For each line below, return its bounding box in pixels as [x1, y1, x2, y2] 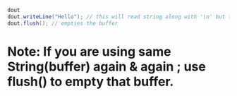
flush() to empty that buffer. [7, 73, 174, 90]
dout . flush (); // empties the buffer [7, 20, 119, 27]
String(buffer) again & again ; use [7, 59, 206, 74]
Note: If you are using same [7, 43, 171, 59]
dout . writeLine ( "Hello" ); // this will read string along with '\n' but [7, 13, 226, 20]
